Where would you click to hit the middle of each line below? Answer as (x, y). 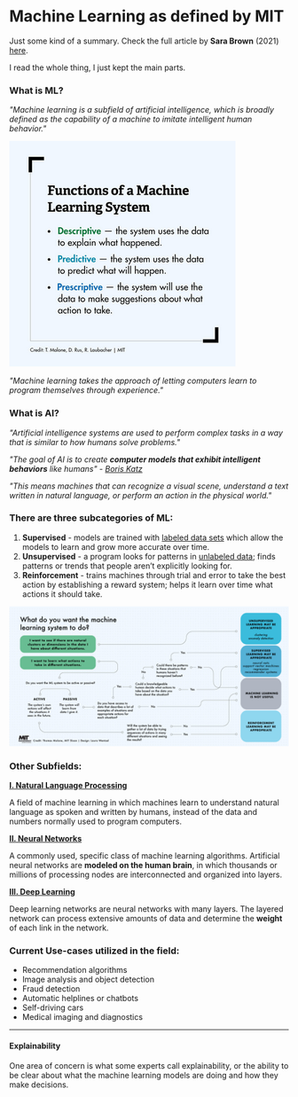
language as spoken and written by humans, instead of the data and (133, 812)
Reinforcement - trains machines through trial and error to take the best (154, 575)
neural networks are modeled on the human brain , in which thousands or (143, 866)
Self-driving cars (53, 1007)
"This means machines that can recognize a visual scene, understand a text (149, 486)
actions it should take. (62, 594)
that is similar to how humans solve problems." (94, 442)
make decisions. (39, 1085)
